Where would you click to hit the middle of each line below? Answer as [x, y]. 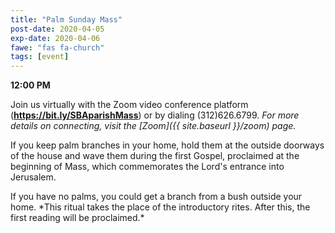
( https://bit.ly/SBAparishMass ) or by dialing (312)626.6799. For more [155, 115]
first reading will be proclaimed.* [77, 218]
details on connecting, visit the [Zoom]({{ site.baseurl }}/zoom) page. [153, 126]
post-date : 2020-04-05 [57, 29]
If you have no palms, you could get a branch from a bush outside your [156, 197]
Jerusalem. [33, 177]
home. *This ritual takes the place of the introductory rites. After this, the [160, 207]
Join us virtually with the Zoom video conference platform [129, 105]
